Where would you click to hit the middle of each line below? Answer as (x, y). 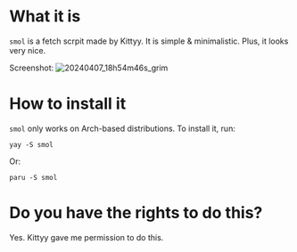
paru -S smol (33, 177)
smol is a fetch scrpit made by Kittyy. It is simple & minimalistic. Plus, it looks (149, 41)
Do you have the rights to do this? (136, 213)
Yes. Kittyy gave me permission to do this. (87, 237)
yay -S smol (31, 144)
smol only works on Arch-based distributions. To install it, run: (123, 128)
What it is (45, 16)
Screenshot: (32, 68)
